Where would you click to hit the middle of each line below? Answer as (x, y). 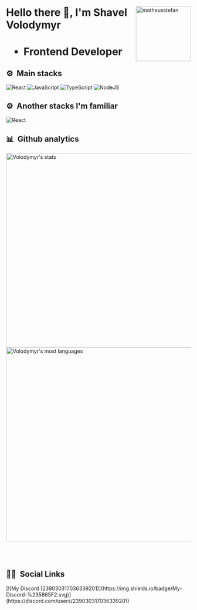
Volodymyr (34, 25)
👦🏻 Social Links (35, 574)
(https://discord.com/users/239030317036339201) (68, 601)
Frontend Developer (73, 52)
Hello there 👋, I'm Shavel (67, 13)
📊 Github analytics (43, 139)
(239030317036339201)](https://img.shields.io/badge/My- (111, 588)
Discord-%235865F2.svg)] (39, 594)
